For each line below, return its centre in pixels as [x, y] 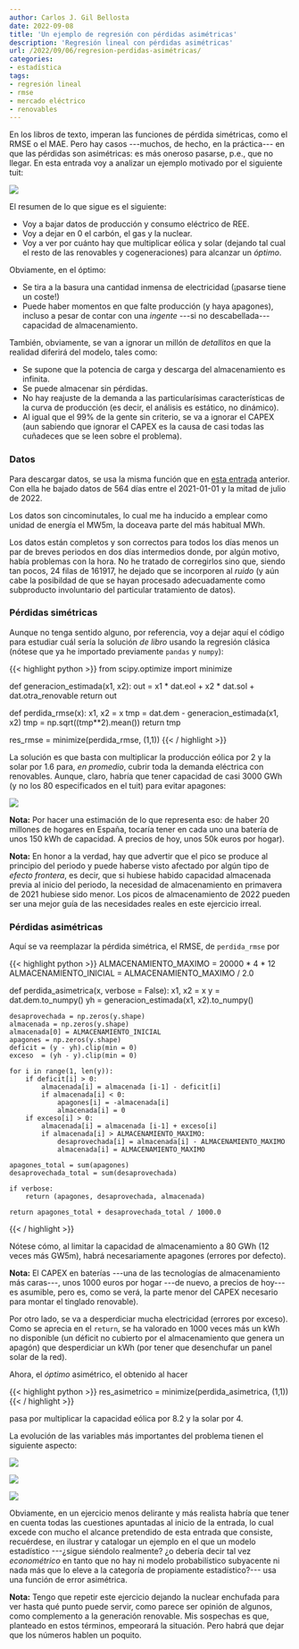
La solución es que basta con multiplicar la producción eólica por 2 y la [140, 756]
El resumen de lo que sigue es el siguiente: [88, 207]
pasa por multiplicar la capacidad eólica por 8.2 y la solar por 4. [126, 1419]
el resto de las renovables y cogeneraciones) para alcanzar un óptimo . [152, 252]
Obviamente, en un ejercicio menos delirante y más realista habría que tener [149, 1513]
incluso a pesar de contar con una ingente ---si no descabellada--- [146, 316]
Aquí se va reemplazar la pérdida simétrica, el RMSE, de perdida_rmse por [145, 946]
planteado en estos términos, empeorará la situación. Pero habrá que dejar [147, 1626]
